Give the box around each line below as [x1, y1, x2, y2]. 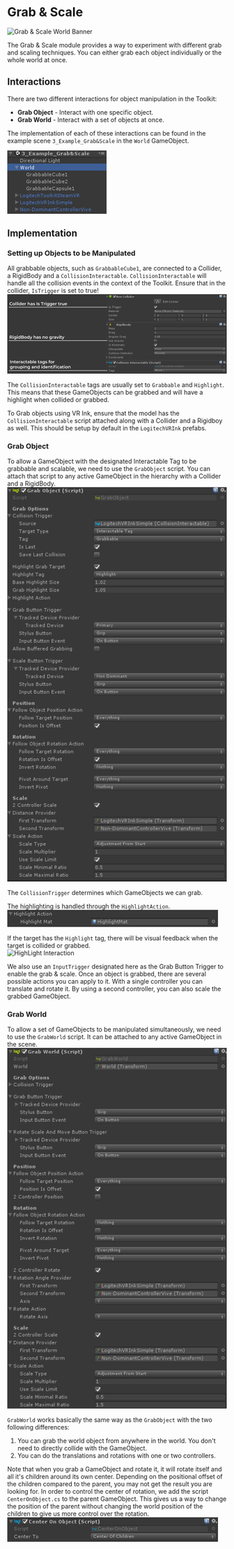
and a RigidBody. [7, 479, 56, 488]
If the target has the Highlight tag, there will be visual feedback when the [7, 933, 219, 942]
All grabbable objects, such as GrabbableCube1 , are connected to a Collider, [7, 264, 222, 272]
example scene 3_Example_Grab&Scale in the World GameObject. [7, 136, 189, 145]
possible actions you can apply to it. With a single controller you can [7, 977, 203, 985]
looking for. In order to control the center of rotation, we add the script [7, 1488, 209, 1496]
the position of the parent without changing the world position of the [7, 1502, 203, 1511]
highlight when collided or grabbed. [7, 395, 109, 404]
